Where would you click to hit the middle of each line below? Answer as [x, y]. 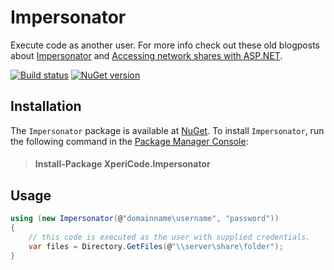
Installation [46, 106]
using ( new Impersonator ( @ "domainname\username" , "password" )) [145, 219]
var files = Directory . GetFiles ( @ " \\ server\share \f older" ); [156, 246]
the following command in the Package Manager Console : [129, 141]
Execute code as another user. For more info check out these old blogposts [165, 45]
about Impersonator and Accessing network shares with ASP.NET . [146, 55]
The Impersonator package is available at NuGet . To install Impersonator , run [167, 130]
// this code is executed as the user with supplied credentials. [169, 237]
